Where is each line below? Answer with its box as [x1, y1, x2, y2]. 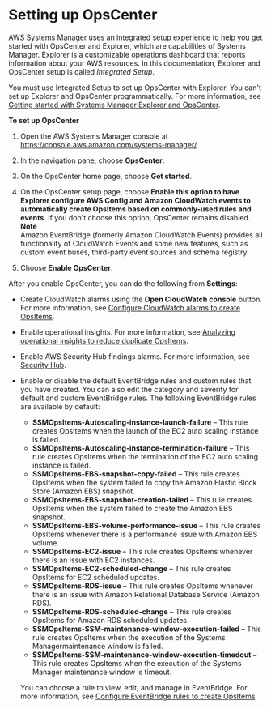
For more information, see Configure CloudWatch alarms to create [19, 302, 241, 313]
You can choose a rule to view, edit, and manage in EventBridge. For [19, 682, 248, 692]
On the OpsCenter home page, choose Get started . [19, 171, 193, 181]
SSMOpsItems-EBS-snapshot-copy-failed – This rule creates [32, 468, 240, 479]
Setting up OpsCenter [8, 6, 158, 24]
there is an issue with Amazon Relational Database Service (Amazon [32, 589, 260, 599]
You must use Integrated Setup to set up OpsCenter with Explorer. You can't [8, 83, 261, 92]
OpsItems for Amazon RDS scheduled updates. [32, 615, 189, 625]
